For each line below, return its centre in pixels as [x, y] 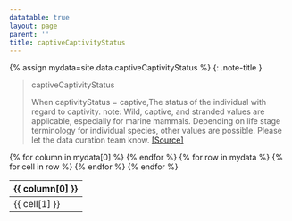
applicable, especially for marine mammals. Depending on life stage [156, 121]
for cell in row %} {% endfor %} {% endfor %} [94, 167]
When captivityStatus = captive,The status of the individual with [149, 102]
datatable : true [39, 17]
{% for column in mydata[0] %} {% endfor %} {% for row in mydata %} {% [146, 158]
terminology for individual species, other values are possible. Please [157, 131]
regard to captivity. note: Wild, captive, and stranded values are [148, 111]
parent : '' [29, 34]
